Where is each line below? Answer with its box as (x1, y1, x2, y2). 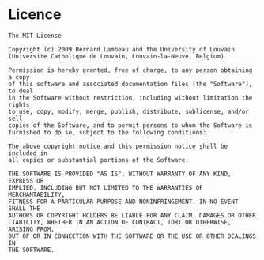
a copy (8, 73, 30, 81)
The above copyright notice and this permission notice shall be (8, 142, 228, 150)
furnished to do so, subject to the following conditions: (8, 128, 207, 136)
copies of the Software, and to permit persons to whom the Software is (8, 121, 253, 130)
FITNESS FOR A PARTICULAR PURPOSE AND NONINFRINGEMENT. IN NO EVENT (8, 198, 239, 205)
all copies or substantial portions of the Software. (8, 156, 190, 164)
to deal (8, 87, 34, 95)
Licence (8, 6, 62, 24)
